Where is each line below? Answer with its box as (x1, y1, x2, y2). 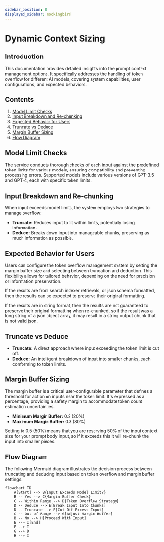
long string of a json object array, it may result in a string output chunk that (5, 313, 156, 318)
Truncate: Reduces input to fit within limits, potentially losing (12, 219, 135, 225)
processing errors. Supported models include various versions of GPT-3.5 (5, 172, 154, 178)
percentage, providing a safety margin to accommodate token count (5, 399, 143, 404)
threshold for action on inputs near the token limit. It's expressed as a (5, 394, 145, 399)
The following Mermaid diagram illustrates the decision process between (5, 466, 152, 472)
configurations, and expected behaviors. (5, 81, 87, 87)
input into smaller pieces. (5, 438, 56, 445)
